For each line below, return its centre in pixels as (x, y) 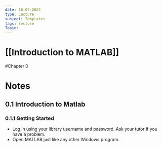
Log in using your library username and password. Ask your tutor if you (85, 129)
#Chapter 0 (17, 66)
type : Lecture (20, 14)
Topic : (12, 28)
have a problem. (29, 134)
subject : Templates (25, 19)
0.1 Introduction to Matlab (45, 104)
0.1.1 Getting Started (30, 118)
